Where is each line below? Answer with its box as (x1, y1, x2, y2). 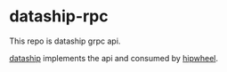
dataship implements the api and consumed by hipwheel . (9, 52, 218, 63)
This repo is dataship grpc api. (9, 36, 121, 46)
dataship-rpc (9, 6, 109, 27)
